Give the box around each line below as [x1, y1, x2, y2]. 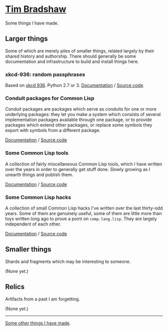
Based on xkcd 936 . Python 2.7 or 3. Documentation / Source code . [5, 82, 144, 88]
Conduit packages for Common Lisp [5, 94, 94, 101]
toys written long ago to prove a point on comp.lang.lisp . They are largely [5, 215, 157, 221]
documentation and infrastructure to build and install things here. [5, 58, 139, 64]
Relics [5, 282, 25, 291]
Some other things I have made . [5, 320, 71, 326]
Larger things [5, 34, 48, 43]
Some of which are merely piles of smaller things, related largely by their [5, 47, 154, 53]
